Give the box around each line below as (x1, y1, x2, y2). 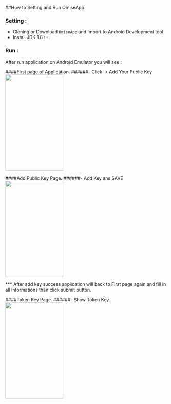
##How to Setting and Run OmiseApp (5, 5, 85, 10)
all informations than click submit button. (5, 286, 91, 293)
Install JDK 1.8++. (12, 34, 50, 41)
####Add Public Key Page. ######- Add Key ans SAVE (5, 175, 123, 181)
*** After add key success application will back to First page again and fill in (5, 281, 166, 287)
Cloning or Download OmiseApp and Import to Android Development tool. (12, 29, 165, 35)
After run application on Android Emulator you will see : (5, 59, 122, 65)
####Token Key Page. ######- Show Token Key (5, 296, 109, 302)
